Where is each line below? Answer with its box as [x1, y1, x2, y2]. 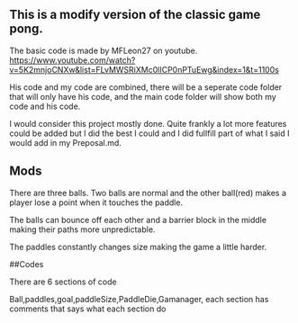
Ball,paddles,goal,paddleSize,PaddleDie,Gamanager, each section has [9, 293, 269, 304]
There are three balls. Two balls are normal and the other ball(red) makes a [9, 187, 286, 198]
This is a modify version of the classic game [9, 7, 261, 22]
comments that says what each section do [9, 303, 167, 314]
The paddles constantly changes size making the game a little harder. [9, 241, 267, 252]
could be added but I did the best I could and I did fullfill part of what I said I [9, 128, 290, 139]
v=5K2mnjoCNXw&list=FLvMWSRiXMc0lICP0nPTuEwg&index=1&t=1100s [9, 64, 279, 75]
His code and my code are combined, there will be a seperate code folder [9, 81, 283, 93]
